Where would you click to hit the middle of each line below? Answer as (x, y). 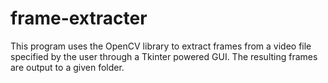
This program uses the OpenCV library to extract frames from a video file (161, 46)
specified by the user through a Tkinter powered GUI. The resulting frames (164, 56)
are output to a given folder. (67, 67)
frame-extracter (79, 18)
